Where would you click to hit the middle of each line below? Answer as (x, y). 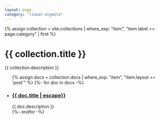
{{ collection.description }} (32, 68)
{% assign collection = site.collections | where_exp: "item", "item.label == (80, 28)
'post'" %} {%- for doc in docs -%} (48, 83)
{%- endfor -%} (28, 112)
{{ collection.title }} (45, 54)
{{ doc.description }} (33, 106)
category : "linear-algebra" (34, 14)
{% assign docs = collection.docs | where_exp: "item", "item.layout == (84, 77)
